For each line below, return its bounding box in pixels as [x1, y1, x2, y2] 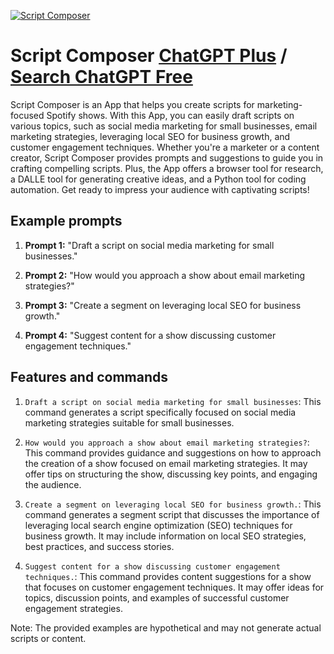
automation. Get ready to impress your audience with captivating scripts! [10, 183, 310, 195]
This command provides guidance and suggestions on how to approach [24, 446, 322, 459]
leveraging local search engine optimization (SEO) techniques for [24, 519, 293, 531]
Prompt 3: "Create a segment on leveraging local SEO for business [24, 299, 302, 311]
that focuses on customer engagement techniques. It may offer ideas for [24, 581, 325, 593]
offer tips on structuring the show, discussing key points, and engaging [24, 468, 318, 480]
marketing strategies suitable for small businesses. [24, 416, 235, 429]
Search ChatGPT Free [10, 66, 193, 89]
